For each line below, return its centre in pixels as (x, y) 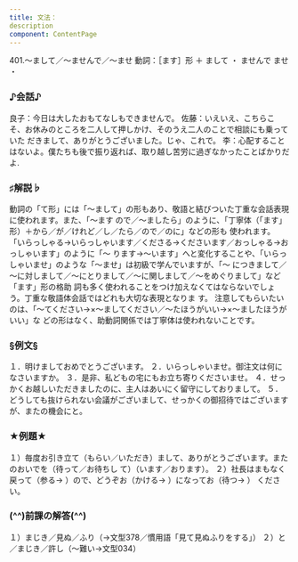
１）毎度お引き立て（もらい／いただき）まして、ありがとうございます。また (149, 457)
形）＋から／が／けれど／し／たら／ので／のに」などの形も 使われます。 (142, 231)
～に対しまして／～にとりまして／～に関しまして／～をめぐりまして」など (145, 275)
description (31, 26)
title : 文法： (33, 17)
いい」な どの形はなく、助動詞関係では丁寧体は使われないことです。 (134, 320)
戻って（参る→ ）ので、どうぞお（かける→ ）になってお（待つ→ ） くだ (141, 480)
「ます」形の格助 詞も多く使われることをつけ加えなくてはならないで (135, 287)
